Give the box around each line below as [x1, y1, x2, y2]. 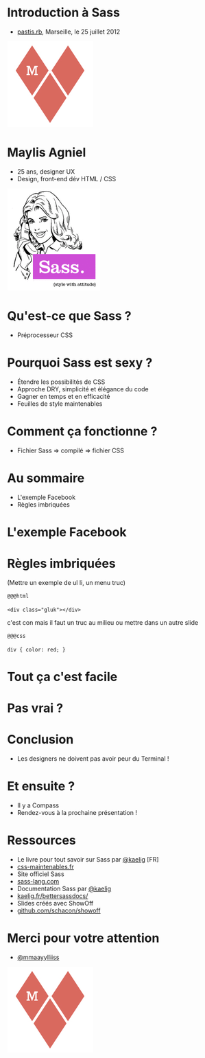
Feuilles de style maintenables [16, 400, 103, 408]
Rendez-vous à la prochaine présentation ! [16, 809, 137, 816]
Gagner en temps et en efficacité [16, 392, 110, 400]
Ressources [7, 833, 77, 849]
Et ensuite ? [7, 779, 75, 794]
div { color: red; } [7, 646, 67, 653]
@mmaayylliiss [16, 953, 60, 961]
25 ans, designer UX [16, 167, 75, 176]
